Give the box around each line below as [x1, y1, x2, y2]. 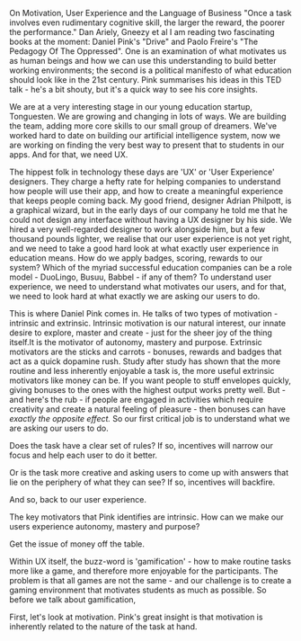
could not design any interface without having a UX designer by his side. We [9, 215, 292, 225]
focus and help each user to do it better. [9, 450, 158, 460]
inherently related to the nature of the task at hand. [9, 621, 198, 632]
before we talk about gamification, [9, 594, 137, 605]
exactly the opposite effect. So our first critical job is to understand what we [9, 414, 290, 423]
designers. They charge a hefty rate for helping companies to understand [9, 176, 281, 187]
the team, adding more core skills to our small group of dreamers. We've [9, 120, 277, 131]
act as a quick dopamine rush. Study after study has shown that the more [9, 356, 281, 367]
